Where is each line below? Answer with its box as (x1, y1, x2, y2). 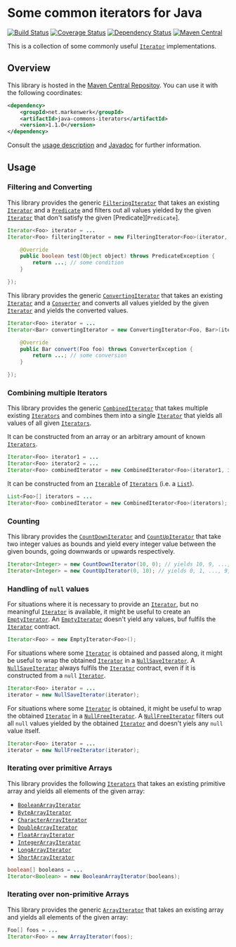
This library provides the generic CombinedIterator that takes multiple (7, 404, 209, 412)
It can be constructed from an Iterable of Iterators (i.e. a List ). (7, 479, 195, 488)
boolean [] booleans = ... (7, 866, 83, 873)
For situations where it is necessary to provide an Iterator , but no (7, 600, 199, 609)
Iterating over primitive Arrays (7, 763, 112, 773)
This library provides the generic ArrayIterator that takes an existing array (7, 905, 224, 914)
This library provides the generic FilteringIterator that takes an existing (7, 198, 220, 207)
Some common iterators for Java (7, 5, 202, 21)
